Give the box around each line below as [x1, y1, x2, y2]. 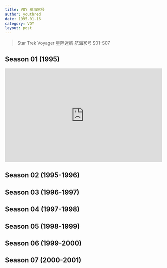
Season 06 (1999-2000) [5, 239, 82, 247]
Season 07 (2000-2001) [5, 256, 81, 265]
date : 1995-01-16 [5, 16, 41, 21]
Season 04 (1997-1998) [5, 205, 80, 214]
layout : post [5, 26, 32, 31]
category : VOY [5, 21, 35, 26]
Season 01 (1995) [5, 55, 60, 63]
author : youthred [5, 12, 41, 17]
